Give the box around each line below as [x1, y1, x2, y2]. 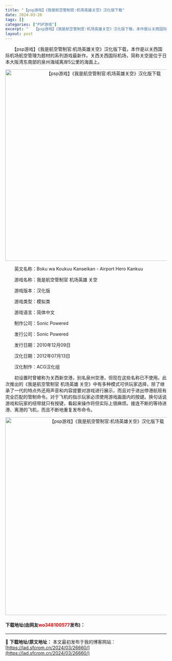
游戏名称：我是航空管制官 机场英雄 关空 [14, 277, 98, 282]
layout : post [5, 31, 33, 36]
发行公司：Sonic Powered [14, 331, 69, 337]
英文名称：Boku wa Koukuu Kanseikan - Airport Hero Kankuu [14, 266, 143, 272]
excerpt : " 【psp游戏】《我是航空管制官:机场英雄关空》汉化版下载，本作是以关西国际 [5, 27, 167, 32]
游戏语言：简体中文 [14, 309, 55, 315]
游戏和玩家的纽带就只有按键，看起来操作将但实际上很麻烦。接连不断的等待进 [5, 400, 167, 406]
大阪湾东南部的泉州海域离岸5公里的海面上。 [9, 59, 102, 65]
